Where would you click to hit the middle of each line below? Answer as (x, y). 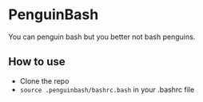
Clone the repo (44, 80)
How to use (37, 62)
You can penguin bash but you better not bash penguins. (102, 37)
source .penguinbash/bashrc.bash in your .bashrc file (107, 89)
